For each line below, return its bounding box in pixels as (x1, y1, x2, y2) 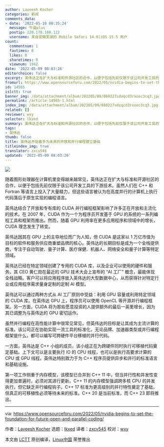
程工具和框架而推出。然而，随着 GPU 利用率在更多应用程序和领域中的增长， (5, 217, 158, 223)
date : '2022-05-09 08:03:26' (5, 67, 64, 72)
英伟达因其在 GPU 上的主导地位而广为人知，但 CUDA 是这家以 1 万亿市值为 (5, 234, 155, 240)
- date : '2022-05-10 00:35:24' (5, 21, 69, 26)
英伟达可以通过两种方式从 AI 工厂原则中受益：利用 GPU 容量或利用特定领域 (5, 291, 156, 297)
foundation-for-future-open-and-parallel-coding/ (5, 416, 104, 422)
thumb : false (5, 135, 32, 140)
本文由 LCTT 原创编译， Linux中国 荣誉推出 (5, 436, 91, 442)
